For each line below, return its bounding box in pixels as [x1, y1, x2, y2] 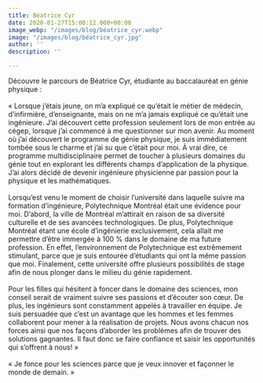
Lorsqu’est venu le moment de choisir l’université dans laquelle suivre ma [8, 193, 245, 202]
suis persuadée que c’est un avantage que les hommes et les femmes [8, 309, 234, 318]
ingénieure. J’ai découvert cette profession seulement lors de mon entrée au [8, 118, 255, 127]
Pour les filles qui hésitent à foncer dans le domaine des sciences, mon [8, 284, 238, 294]
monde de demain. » [8, 367, 75, 377]
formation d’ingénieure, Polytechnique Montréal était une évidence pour [8, 201, 241, 210]
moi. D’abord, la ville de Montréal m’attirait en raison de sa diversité [8, 209, 225, 219]
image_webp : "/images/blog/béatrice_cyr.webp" [8, 26, 163, 34]
